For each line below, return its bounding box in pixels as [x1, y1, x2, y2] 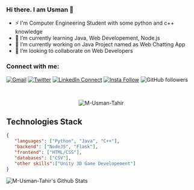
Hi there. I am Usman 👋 [6, 5, 74, 14]
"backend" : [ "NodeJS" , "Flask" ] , [14, 144, 98, 150]
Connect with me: [6, 63, 60, 71]
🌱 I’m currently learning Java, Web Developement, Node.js [14, 34, 160, 41]
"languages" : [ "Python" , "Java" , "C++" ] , [14, 138, 120, 144]
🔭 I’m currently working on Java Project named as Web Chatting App [14, 41, 186, 48]
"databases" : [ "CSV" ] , [14, 155, 71, 161]
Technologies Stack [6, 117, 83, 127]
